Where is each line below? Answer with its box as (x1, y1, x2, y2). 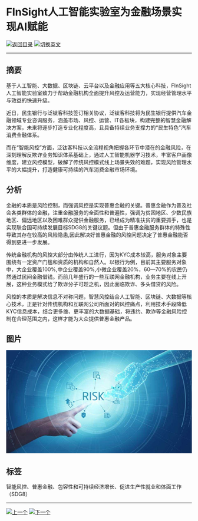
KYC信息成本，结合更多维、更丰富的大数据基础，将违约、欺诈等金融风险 (6, 308, 182, 315)
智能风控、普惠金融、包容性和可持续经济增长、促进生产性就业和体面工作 (6, 483, 181, 490)
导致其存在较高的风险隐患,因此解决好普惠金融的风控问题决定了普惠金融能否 (6, 231, 189, 238)
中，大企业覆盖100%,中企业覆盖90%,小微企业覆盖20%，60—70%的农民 (6, 266, 183, 273)
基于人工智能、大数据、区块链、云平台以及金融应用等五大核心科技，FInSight (6, 82, 192, 89)
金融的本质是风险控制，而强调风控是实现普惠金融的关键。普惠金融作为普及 (6, 202, 187, 209)
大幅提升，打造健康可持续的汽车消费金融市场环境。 (16, 166, 140, 173)
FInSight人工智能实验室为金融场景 (6, 5, 172, 19)
